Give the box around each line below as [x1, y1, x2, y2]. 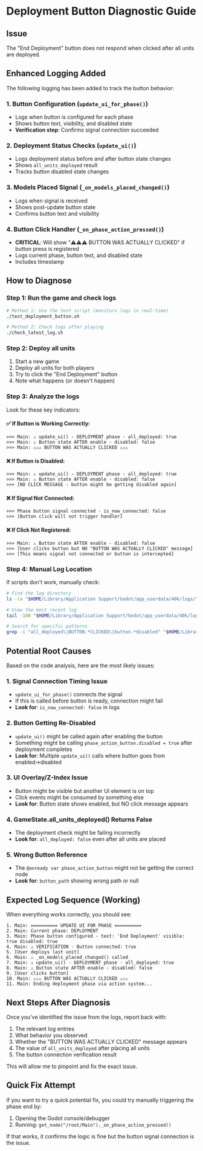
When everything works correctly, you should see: [6, 911, 132, 918]
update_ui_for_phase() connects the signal [14, 691, 123, 698]
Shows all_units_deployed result [14, 162, 98, 169]
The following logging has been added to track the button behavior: [6, 84, 174, 92]
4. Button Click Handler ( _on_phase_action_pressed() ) [6, 225, 164, 233]
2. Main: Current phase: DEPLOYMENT [6, 928, 98, 934]
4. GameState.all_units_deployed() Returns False [6, 815, 153, 824]
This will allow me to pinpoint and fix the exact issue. [6, 1063, 138, 1070]
